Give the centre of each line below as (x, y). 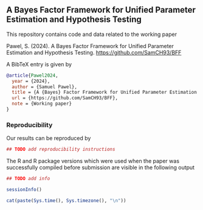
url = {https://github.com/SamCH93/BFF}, (65, 98)
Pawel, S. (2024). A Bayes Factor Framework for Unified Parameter (90, 46)
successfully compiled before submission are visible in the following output (101, 167)
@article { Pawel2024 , (33, 75)
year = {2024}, (31, 81)
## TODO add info (28, 179)
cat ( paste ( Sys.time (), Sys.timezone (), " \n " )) (66, 200)
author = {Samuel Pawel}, (45, 87)
